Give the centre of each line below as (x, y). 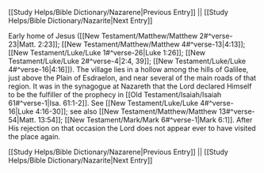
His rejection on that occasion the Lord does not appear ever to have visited (132, 128)
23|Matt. (22, 44)
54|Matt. (22, 120)
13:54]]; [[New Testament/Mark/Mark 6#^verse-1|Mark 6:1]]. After (145, 120)
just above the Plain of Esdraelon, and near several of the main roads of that (132, 78)
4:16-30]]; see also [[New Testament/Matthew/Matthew (126, 111)
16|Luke (21, 111)
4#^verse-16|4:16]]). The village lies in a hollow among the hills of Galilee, (128, 70)
